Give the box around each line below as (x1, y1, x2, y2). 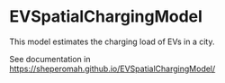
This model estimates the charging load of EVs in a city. (9, 36, 215, 47)
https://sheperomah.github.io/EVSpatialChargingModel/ (9, 63, 216, 74)
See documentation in (9, 53, 91, 64)
